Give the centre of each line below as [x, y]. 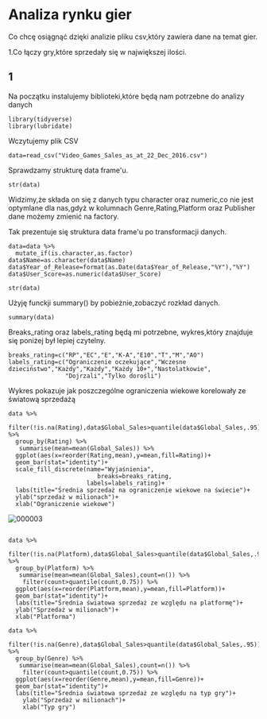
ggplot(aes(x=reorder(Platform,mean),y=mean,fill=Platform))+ [120, 589]
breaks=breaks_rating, [134, 476]
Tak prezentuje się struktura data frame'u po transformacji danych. [118, 231]
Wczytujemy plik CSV [43, 141]
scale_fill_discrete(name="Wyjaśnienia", [85, 469]
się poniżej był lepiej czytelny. [57, 340]
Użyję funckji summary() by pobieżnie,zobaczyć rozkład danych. [114, 303]
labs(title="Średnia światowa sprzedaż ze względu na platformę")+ [130, 603]
